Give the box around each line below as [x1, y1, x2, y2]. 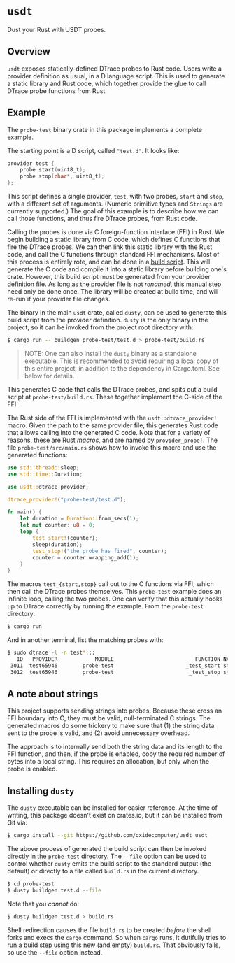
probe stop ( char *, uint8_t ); [20, 173, 105, 180]
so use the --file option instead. [7, 948, 103, 956]
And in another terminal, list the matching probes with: [7, 636, 164, 644]
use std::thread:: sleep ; [7, 464, 80, 471]
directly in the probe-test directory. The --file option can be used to [7, 852, 207, 861]
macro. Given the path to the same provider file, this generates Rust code [7, 421, 219, 429]
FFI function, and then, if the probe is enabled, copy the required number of [7, 750, 225, 758]
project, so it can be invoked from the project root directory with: [7, 323, 194, 331]
